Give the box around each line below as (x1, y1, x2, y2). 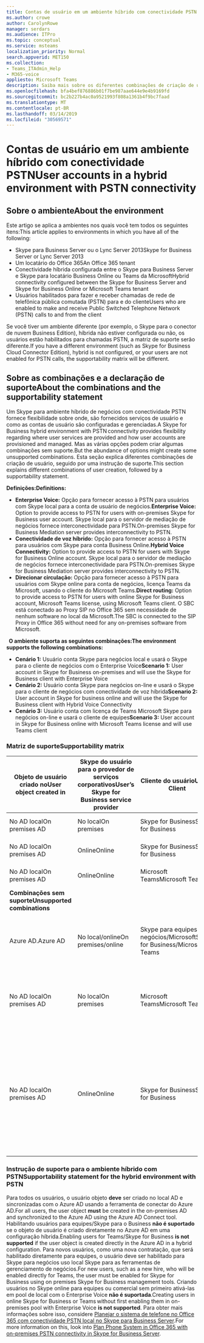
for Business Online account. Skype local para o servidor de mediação (15, 554, 192, 562)
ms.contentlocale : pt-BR (6, 105, 69, 111)
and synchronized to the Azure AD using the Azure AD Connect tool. (6, 1213, 177, 1221)
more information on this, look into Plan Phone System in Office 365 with (6, 1323, 188, 1330)
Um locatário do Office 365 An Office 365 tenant (15, 259, 135, 267)
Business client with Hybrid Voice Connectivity (15, 701, 132, 708)
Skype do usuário (80, 758, 132, 766)
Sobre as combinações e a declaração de (6, 372, 165, 383)
